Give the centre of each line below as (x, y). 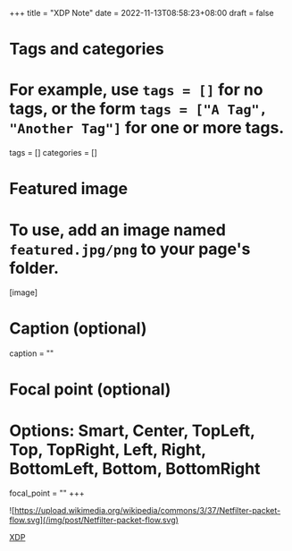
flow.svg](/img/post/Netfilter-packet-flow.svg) (94, 520)
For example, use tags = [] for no (136, 90)
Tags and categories (87, 49)
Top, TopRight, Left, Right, (108, 449)
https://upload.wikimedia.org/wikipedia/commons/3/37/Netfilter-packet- (148, 511)
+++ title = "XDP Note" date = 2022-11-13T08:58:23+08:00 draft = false (142, 13)
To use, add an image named (117, 229)
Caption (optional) (78, 329)
